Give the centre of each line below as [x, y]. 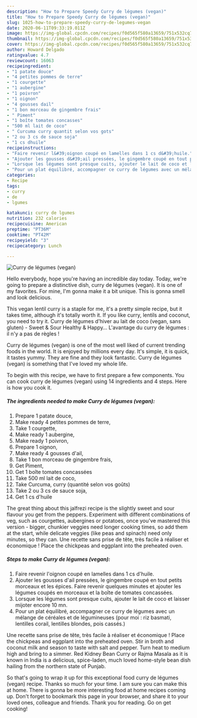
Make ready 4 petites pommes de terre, [63, 422]
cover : [15, 45]
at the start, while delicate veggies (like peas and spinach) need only [89, 533]
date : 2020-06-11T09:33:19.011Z [46, 28]
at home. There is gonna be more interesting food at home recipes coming [96, 690]
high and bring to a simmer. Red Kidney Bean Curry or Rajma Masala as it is [98, 654]
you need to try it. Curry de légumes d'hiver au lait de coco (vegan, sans [94, 321]
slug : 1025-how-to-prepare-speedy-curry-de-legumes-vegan [79, 22]
